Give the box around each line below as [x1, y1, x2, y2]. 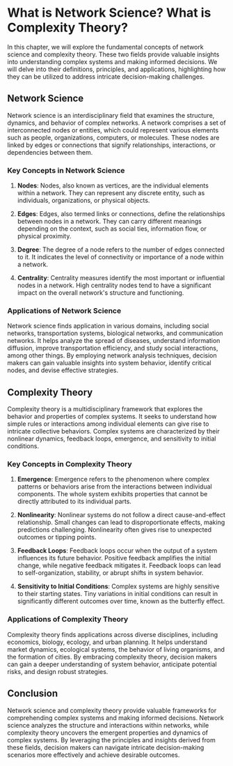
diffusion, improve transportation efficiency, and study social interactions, [7, 344, 218, 353]
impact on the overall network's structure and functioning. [17, 289, 184, 297]
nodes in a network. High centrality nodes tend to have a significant [17, 281, 211, 290]
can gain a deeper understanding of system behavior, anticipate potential [7, 660, 217, 668]
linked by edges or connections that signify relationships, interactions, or [7, 141, 216, 149]
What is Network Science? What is [7, 5, 211, 21]
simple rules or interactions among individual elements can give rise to [7, 420, 209, 428]
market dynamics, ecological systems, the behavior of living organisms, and [7, 645, 225, 653]
